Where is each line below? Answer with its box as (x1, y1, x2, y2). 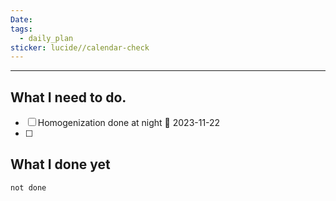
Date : (10, 14, 33, 25)
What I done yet (10, 156, 111, 173)
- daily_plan (19, 33, 74, 43)
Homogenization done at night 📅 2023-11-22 (37, 117, 221, 129)
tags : (10, 24, 33, 34)
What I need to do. (10, 89, 127, 106)
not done (10, 182, 47, 193)
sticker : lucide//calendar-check (10, 42, 150, 53)
